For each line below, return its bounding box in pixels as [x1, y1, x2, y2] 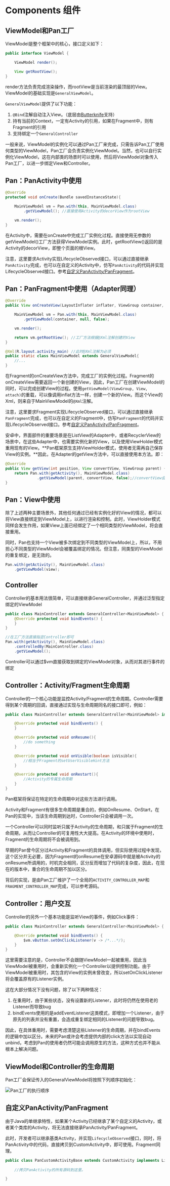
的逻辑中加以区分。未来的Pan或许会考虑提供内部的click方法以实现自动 [5, 1033, 152, 1040]
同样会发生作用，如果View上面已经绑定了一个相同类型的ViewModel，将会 [5, 522, 158, 529]
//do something [23, 740, 56, 745]
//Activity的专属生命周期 [23, 777, 73, 782]
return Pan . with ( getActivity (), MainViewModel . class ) [14, 471, 130, 476]
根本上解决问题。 [5, 1046, 41, 1052]
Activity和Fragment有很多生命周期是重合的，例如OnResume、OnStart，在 [5, 807, 160, 813]
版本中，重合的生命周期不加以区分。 [14, 866, 90, 872]
